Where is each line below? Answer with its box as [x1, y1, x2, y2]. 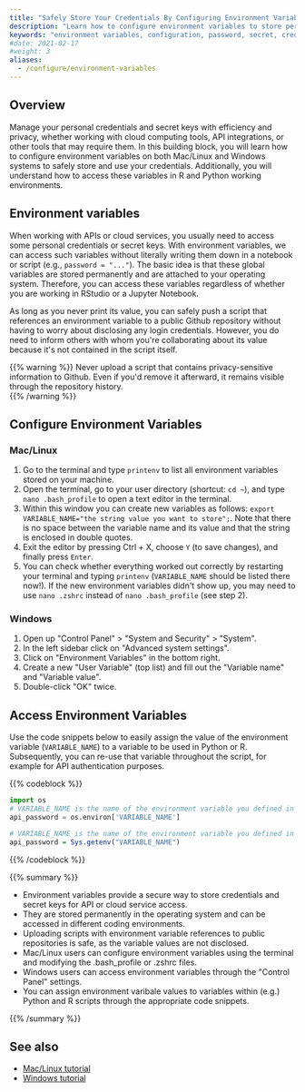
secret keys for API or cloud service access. [22, 899, 188, 910]
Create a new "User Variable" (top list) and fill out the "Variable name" [22, 662, 284, 673]
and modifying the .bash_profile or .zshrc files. [22, 957, 198, 968]
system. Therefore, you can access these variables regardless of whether [9, 278, 286, 289]
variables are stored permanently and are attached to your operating [9, 269, 266, 280]
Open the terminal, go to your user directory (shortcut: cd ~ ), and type [22, 484, 285, 495]
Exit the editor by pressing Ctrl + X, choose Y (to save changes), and [22, 542, 279, 553]
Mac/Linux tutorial [22, 1063, 91, 1074]
